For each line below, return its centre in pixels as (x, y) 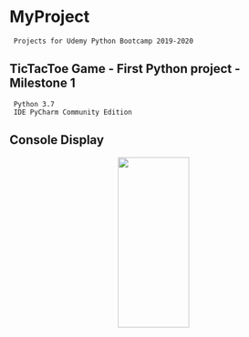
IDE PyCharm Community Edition (73, 112)
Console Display (57, 140)
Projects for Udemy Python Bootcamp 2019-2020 (104, 41)
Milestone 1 (42, 83)
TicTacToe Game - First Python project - (125, 69)
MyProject (50, 17)
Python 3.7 (34, 104)
